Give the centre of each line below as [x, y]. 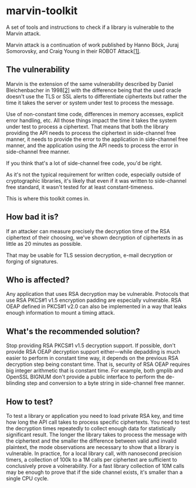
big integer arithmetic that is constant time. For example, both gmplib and [95, 371]
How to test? [30, 402]
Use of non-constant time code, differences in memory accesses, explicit [95, 114]
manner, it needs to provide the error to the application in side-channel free [97, 139]
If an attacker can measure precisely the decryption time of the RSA [88, 231]
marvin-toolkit [42, 11]
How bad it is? [32, 217]
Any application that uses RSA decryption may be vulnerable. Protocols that [98, 294]
